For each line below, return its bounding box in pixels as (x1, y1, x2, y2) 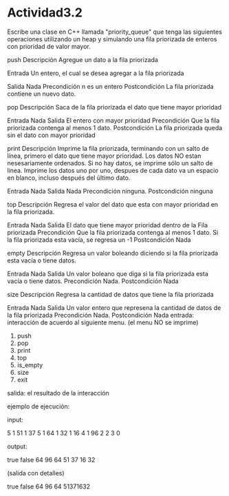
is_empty (17, 360, 43, 369)
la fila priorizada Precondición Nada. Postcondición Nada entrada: (7, 311, 195, 319)
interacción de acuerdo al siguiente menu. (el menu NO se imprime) (7, 318, 199, 327)
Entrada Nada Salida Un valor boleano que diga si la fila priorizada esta (7, 269, 208, 278)
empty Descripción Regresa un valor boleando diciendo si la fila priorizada (7, 249, 219, 257)
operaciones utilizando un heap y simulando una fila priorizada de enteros (7, 34, 217, 43)
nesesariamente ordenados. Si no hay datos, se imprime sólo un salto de (7, 158, 213, 167)
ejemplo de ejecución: (7, 402, 70, 411)
